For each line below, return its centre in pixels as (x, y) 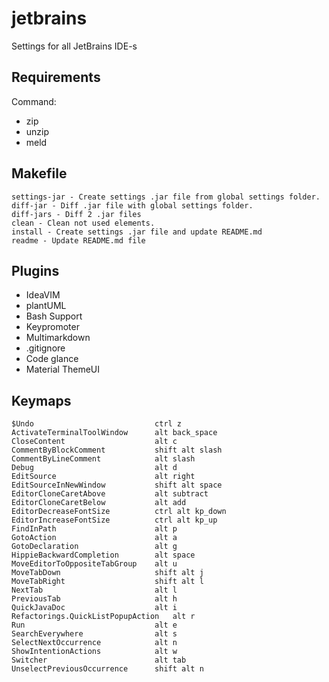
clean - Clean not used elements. (83, 223)
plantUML (46, 306)
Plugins (35, 270)
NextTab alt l (94, 590)
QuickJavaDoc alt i (94, 608)
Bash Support (54, 316)
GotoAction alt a (94, 538)
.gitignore (45, 348)
